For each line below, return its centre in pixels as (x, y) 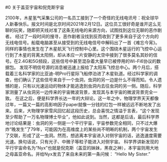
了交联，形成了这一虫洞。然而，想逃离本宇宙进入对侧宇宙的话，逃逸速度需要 (83, 135)
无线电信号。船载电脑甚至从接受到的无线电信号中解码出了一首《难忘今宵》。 (83, 43)
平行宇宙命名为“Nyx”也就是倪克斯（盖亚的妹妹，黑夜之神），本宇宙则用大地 (82, 148)
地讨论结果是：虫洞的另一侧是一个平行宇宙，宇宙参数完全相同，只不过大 (79, 123)
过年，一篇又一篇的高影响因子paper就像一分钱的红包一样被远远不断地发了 (81, 105)
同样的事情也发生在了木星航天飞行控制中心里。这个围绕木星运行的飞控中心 (81, 49)
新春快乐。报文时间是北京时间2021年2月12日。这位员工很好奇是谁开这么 (83, 24)
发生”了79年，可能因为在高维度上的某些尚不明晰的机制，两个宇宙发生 (87, 129)
